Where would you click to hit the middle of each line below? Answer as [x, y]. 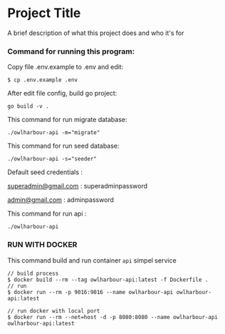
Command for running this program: [71, 51]
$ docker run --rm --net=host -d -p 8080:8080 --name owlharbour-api [113, 317]
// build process [33, 273]
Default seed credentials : [45, 172]
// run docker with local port [54, 311]
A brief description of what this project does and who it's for [96, 33]
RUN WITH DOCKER [42, 245]
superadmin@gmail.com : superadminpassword [78, 186]
